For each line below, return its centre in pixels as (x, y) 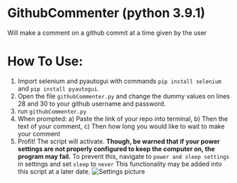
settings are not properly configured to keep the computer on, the (116, 149)
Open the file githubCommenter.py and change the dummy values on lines (123, 96)
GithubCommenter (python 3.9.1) (106, 13)
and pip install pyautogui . (58, 88)
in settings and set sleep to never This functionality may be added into (120, 164)
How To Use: (45, 61)
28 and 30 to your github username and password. (92, 104)
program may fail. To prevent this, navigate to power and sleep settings (123, 156)
